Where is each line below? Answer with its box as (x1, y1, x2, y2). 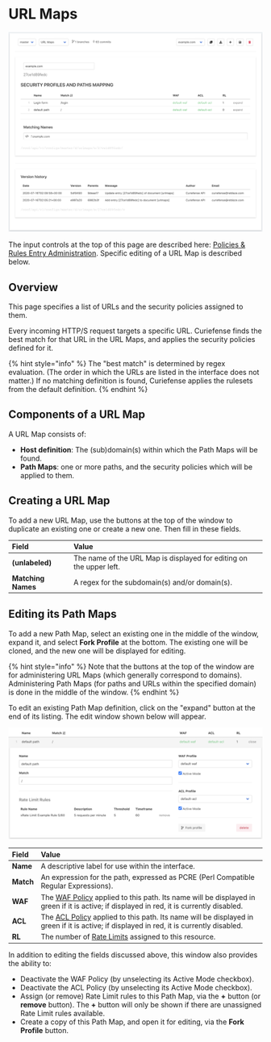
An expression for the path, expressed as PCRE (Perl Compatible (40, 873, 256, 882)
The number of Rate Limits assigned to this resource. (40, 932, 216, 942)
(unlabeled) (11, 557, 52, 567)
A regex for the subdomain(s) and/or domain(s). (73, 577, 232, 587)
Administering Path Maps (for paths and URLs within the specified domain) (8, 678, 256, 688)
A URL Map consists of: (8, 429, 87, 439)
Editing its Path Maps (8, 607, 117, 621)
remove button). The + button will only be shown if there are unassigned (19, 999, 262, 1009)
